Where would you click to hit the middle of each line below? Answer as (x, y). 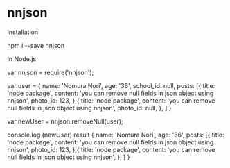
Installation (23, 32)
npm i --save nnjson (36, 45)
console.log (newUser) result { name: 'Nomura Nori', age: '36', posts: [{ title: (116, 135)
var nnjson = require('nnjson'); (51, 72)
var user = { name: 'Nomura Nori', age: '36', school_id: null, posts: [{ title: (111, 85)
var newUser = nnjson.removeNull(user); (65, 121)
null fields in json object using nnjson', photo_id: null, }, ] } (89, 108)
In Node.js (22, 59)
